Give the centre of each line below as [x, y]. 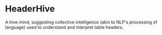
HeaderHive [30, 9]
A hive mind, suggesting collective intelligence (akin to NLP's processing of [81, 22]
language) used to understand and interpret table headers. [64, 27]
